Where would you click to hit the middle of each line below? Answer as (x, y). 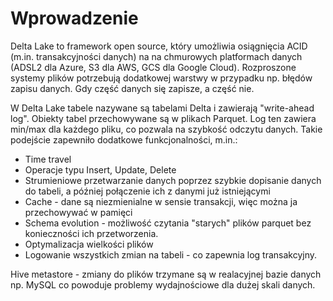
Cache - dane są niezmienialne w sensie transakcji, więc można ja (161, 201)
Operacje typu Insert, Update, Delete (100, 169)
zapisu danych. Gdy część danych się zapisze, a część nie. (132, 88)
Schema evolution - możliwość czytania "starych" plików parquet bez (168, 223)
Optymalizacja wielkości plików (89, 244)
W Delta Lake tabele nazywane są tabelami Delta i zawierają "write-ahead (162, 108)
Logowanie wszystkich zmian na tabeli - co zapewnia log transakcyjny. (171, 254)
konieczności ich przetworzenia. (91, 233)
